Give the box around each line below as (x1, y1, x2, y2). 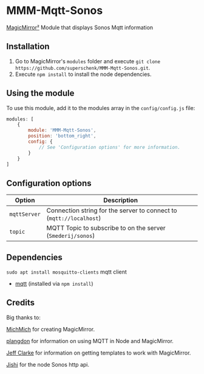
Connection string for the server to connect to (46, 206, 177, 215)
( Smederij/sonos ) (46, 232, 95, 240)
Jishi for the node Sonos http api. (6, 361, 90, 368)
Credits (6, 297, 35, 308)
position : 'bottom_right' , (28, 133, 97, 139)
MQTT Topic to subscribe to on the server (46, 224, 166, 232)
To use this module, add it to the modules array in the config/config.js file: (6, 104, 195, 111)
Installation (6, 41, 50, 52)
